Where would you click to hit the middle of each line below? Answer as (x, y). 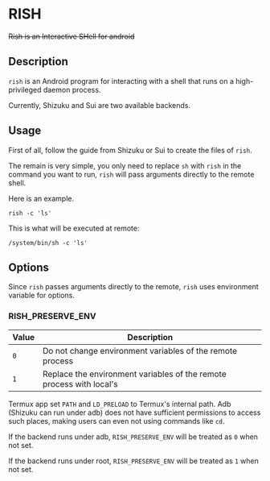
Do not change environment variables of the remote (140, 350)
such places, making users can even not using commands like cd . (117, 421)
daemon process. (72, 89)
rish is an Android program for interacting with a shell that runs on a (121, 81)
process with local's (80, 384)
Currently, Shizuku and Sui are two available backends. (100, 105)
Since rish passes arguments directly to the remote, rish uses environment (133, 287)
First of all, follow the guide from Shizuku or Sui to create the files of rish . (131, 150)
